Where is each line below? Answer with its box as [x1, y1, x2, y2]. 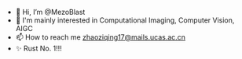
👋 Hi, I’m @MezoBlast [15, 8, 86, 16]
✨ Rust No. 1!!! [15, 43, 63, 53]
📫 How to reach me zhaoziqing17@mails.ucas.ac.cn [15, 33, 186, 42]
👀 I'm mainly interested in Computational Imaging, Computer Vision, [15, 16, 235, 25]
